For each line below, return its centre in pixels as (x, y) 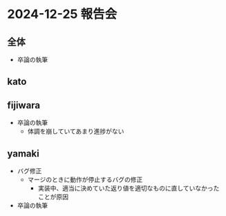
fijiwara (24, 105)
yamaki (23, 154)
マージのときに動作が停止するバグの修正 (85, 179)
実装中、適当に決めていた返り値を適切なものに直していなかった (129, 188)
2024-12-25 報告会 (62, 14)
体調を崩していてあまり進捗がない (76, 131)
